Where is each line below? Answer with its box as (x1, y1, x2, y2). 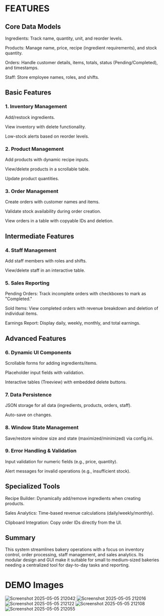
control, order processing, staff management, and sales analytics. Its (5, 552, 143, 558)
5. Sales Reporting (5, 280, 50, 286)
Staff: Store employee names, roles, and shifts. (5, 74, 99, 80)
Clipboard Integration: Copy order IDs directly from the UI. (5, 520, 122, 525)
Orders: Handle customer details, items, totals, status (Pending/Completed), (5, 60, 158, 65)
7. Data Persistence (5, 391, 52, 398)
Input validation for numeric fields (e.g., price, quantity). (5, 458, 118, 464)
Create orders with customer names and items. (5, 199, 100, 205)
